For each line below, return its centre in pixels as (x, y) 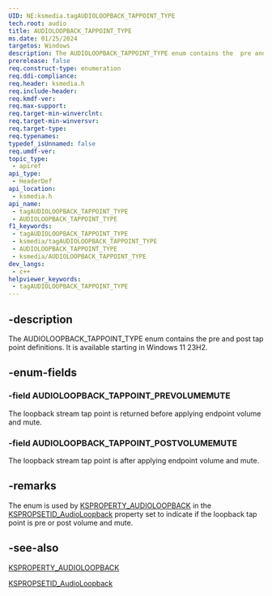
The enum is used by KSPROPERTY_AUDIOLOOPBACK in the (110, 505)
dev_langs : (27, 264)
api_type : (25, 174)
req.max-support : (38, 106)
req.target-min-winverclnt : (56, 114)
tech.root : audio (38, 23)
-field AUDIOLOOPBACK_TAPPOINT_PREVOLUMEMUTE (119, 395)
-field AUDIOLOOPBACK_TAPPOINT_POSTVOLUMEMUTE (123, 443)
